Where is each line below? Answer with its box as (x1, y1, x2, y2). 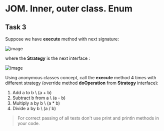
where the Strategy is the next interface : (5, 55, 90, 61)
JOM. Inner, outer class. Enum (5, 3, 132, 14)
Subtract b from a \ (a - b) (12, 95, 66, 101)
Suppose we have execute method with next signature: (5, 36, 119, 42)
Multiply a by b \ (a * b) (12, 100, 60, 106)
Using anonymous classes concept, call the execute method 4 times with (5, 75, 156, 80)
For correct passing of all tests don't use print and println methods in (17, 115, 159, 121)
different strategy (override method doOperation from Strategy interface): (5, 80, 158, 86)
